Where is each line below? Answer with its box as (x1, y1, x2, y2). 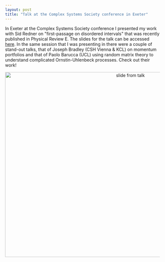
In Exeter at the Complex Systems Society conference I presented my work (5, 25, 157, 31)
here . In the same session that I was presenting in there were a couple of (5, 41, 152, 47)
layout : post (5, 7, 32, 12)
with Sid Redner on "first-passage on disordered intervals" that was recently (5, 31, 160, 37)
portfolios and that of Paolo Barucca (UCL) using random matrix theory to (5, 51, 154, 57)
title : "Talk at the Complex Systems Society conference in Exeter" (5, 12, 148, 17)
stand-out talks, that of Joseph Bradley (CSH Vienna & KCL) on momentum (5, 46, 157, 52)
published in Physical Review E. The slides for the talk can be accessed (5, 36, 150, 42)
